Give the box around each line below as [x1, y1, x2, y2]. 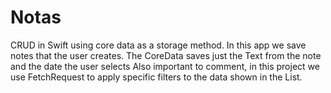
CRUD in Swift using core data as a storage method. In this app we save [10, 39, 307, 51]
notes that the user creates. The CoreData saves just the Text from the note [10, 49, 322, 61]
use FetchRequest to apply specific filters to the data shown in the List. [10, 71, 303, 83]
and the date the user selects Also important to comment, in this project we [10, 60, 320, 72]
